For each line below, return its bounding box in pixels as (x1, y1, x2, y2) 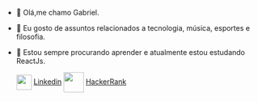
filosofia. (15, 32, 46, 41)
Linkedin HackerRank (33, 77, 127, 86)
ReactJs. (15, 57, 46, 65)
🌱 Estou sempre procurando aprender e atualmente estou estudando (15, 48, 245, 57)
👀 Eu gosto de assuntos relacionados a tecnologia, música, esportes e (15, 23, 251, 32)
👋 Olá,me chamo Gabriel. (15, 8, 99, 17)
